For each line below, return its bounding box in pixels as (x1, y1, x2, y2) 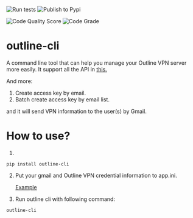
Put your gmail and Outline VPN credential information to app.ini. (15, 172, 178, 179)
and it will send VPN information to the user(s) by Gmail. (6, 107, 147, 115)
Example (15, 183, 38, 191)
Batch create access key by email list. (15, 95, 110, 103)
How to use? (6, 129, 71, 143)
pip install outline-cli (6, 161, 69, 167)
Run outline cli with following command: (15, 195, 116, 203)
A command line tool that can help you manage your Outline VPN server (6, 59, 187, 67)
